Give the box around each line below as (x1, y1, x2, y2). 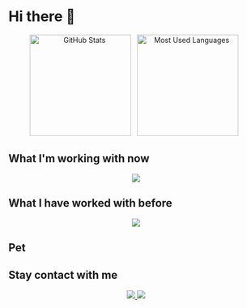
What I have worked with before (8, 196, 172, 210)
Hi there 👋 (8, 7, 75, 26)
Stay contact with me (8, 268, 118, 282)
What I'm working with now (8, 152, 150, 165)
